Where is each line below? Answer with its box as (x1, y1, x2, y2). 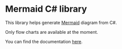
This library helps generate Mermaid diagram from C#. (5, 20, 117, 25)
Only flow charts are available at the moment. (5, 29, 99, 35)
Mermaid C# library (5, 3, 87, 15)
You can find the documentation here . (5, 38, 83, 45)
